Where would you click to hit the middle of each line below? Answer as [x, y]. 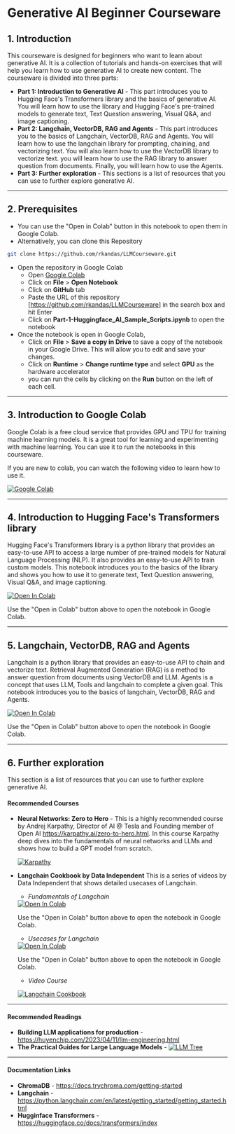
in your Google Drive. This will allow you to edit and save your [116, 349]
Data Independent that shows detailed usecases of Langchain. [107, 883]
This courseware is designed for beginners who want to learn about [105, 55]
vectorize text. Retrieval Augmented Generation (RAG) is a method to [106, 670]
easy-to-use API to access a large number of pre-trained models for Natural [116, 553]
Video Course [48, 981]
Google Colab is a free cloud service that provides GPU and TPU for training [117, 431]
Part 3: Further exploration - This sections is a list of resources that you [121, 173]
